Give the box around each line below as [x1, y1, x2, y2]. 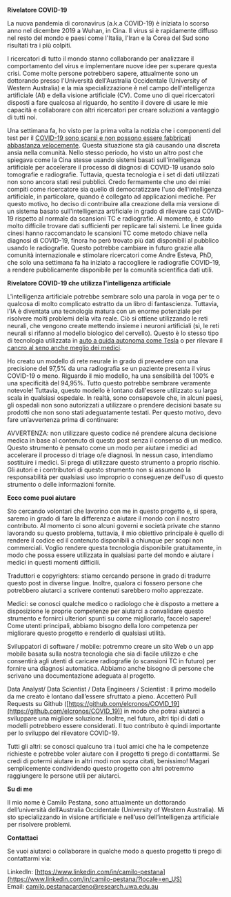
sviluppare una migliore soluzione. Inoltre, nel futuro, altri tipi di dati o [7, 714, 204, 723]
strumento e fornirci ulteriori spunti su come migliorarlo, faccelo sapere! [7, 614, 212, 623]
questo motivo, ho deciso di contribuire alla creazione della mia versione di [7, 200, 220, 208]
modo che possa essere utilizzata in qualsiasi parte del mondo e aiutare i [7, 551, 214, 559]
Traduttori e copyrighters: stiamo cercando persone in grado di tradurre [7, 572, 211, 580]
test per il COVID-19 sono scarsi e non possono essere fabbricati [7, 134, 192, 142]
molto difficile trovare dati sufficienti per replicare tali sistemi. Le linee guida [7, 222, 222, 230]
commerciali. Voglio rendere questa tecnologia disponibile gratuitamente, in [7, 544, 222, 552]
